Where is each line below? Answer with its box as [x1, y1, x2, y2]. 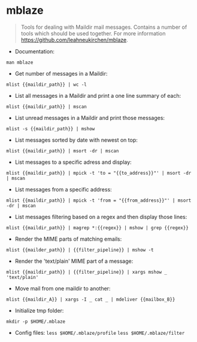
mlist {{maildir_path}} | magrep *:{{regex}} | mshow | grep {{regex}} [6, 224, 189, 231]
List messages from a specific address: [14, 185, 112, 193]
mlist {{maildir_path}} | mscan [6, 103, 87, 110]
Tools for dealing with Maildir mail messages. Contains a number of [20, 23, 187, 31]
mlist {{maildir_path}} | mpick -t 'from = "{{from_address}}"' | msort [6, 197, 192, 203]
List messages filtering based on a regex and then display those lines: [14, 213, 187, 220]
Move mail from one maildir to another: [14, 284, 111, 292]
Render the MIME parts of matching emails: [14, 235, 122, 242]
